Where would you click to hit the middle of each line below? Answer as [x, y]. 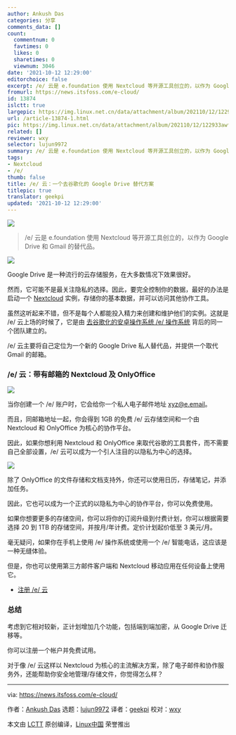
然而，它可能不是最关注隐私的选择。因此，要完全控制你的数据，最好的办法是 [118, 289]
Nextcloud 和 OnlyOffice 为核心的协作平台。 [71, 428]
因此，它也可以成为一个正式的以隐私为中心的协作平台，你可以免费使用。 [112, 504]
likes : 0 [26, 53]
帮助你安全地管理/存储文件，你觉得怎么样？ [100, 674]
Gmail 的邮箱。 [29, 354]
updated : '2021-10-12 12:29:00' [54, 204]
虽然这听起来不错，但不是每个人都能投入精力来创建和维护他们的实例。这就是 [118, 313]
